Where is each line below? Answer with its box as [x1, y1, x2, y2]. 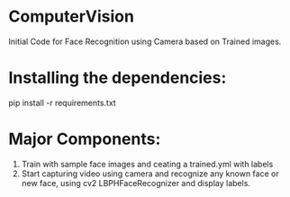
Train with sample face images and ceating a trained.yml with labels [21, 158, 274, 169]
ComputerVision [8, 6, 134, 27]
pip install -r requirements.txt [8, 97, 116, 108]
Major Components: [8, 129, 161, 149]
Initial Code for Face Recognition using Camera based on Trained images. [8, 36, 282, 47]
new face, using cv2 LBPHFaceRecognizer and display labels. [21, 177, 251, 188]
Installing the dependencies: [8, 67, 227, 88]
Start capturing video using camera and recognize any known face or [21, 168, 280, 179]
